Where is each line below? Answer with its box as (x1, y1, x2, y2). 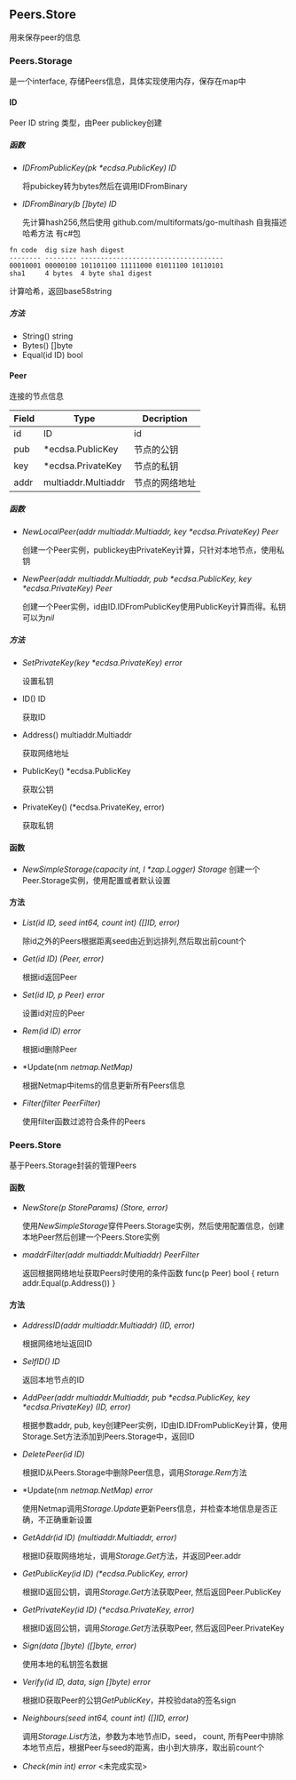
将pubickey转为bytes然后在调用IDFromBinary (21, 181, 188, 192)
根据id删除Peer (21, 1043, 78, 1054)
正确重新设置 (45, 1514, 93, 1525)
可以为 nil (21, 612, 55, 623)
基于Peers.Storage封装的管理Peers (9, 1160, 137, 1171)
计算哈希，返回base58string (9, 286, 113, 297)
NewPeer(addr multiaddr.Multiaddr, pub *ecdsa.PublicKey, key (21, 573, 253, 585)
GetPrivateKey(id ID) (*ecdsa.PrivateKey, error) (21, 1604, 195, 1615)
